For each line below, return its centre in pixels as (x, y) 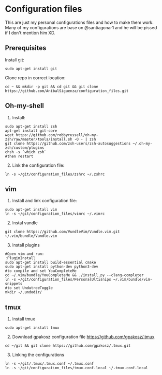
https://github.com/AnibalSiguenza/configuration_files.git (67, 91)
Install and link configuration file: (44, 201)
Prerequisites (26, 48)
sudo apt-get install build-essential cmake (51, 263)
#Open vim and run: (25, 254)
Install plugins (26, 245)
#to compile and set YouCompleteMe (41, 271)
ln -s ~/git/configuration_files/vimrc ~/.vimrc (55, 214)
